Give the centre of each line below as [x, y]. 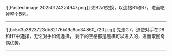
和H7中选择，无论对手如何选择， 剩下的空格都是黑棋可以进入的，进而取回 [83, 36]
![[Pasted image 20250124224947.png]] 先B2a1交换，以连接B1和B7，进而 [83, 7]
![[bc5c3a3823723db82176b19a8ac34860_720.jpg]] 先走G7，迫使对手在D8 [85, 30]
